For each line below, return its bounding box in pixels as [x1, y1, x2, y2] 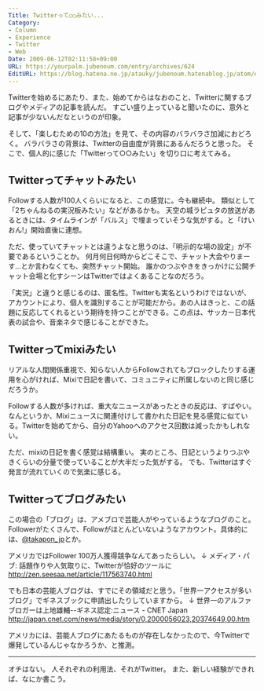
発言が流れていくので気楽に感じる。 [8, 467, 126, 477]
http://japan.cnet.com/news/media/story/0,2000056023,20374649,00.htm [8, 614, 250, 624]
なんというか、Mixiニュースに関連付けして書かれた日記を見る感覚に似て [8, 411, 241, 421]
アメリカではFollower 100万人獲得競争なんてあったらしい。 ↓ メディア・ [8, 551, 244, 561]
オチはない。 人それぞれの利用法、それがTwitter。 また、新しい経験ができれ [8, 664, 255, 674]
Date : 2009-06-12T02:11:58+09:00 [8, 56, 118, 64]
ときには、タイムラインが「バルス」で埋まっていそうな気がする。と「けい [14, 215, 255, 225]
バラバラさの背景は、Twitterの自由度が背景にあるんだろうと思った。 [23, 138, 246, 148]
